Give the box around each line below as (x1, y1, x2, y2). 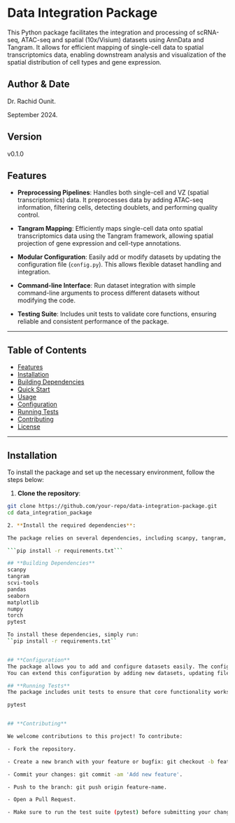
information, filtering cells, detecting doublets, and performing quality (17, 203, 218, 212)
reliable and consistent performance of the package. (17, 317, 169, 326)
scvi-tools (7, 580, 39, 587)
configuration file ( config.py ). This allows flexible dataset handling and (17, 260, 222, 269)
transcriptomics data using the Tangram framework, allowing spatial (17, 232, 213, 240)
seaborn (7, 592, 30, 599)
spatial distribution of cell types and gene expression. (7, 58, 162, 66)
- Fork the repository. (7, 745, 77, 752)
